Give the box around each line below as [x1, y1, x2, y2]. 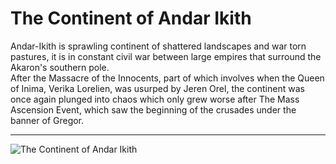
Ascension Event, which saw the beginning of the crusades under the [10, 103, 297, 116]
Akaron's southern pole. [10, 61, 110, 73]
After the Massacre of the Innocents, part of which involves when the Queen [10, 72, 325, 84]
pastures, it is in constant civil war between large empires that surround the [10, 50, 322, 62]
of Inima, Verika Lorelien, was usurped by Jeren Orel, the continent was [10, 82, 305, 94]
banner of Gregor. [10, 114, 85, 126]
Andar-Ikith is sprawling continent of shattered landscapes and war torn [10, 40, 307, 52]
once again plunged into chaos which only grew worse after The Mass [10, 93, 300, 105]
